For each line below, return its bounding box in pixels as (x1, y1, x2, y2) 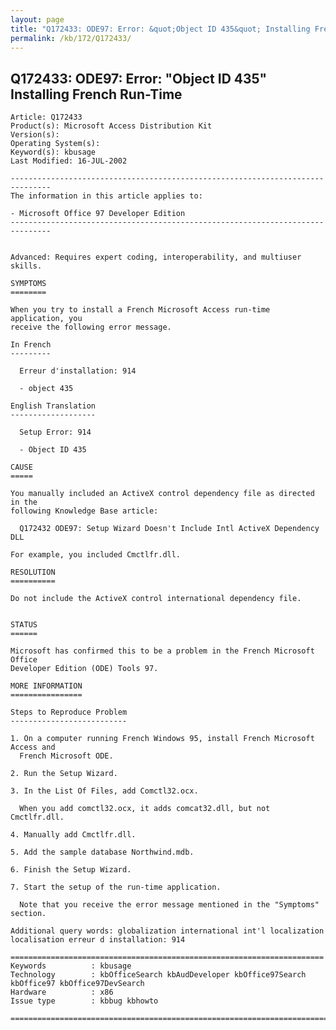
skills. (10, 261, 43, 271)
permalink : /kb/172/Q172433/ (10, 33, 132, 43)
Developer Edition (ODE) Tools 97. (10, 664, 159, 674)
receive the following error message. (10, 322, 172, 333)
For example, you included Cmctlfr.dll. (10, 550, 182, 560)
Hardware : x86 (10, 987, 114, 998)
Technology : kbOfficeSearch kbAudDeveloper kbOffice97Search (10, 970, 307, 980)
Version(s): (10, 130, 60, 140)
